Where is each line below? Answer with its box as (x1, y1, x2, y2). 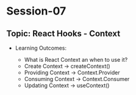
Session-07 (6, 4, 66, 18)
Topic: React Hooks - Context (6, 28, 121, 39)
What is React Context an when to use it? (24, 56, 128, 63)
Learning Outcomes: (15, 44, 67, 51)
